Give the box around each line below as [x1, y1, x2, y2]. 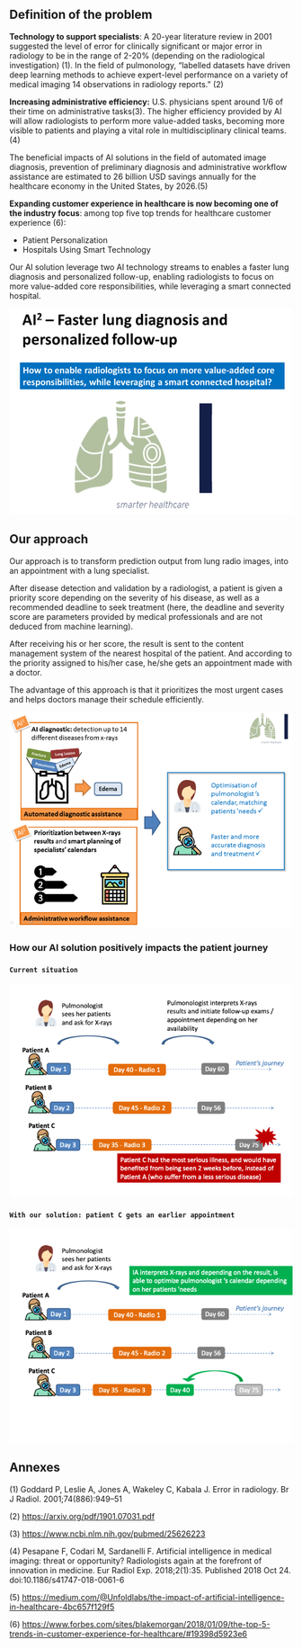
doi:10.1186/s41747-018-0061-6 [9, 1574, 125, 1585]
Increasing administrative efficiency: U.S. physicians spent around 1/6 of [9, 96, 283, 107]
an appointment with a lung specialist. [9, 565, 150, 576]
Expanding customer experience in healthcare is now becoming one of [9, 198, 279, 209]
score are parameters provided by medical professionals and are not [9, 611, 263, 622]
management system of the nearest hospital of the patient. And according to [9, 648, 292, 658]
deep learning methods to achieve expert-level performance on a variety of [9, 69, 289, 80]
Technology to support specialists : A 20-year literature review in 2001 [9, 31, 272, 41]
